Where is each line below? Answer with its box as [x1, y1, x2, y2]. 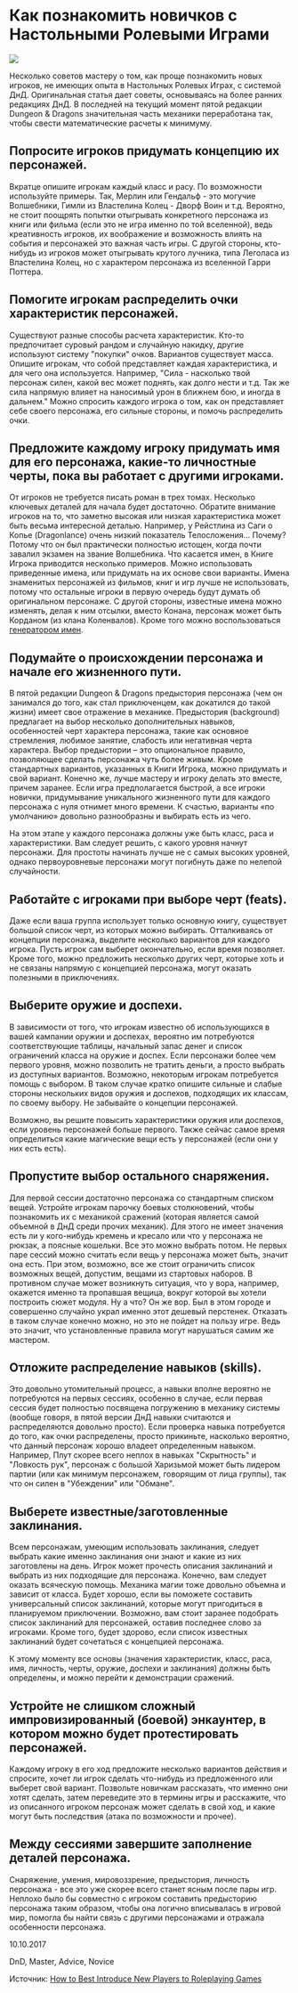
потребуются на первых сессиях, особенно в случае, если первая [9, 1393, 263, 1403]
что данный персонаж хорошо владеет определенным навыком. [9, 1440, 256, 1452]
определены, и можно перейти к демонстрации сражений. [9, 1672, 235, 1683]
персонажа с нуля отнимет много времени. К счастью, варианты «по [9, 801, 275, 812]
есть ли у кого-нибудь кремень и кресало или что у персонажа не [9, 1230, 263, 1241]
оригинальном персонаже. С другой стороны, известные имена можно [9, 596, 283, 606]
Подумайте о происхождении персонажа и [9, 650, 264, 665]
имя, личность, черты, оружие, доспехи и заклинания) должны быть [9, 1663, 271, 1674]
